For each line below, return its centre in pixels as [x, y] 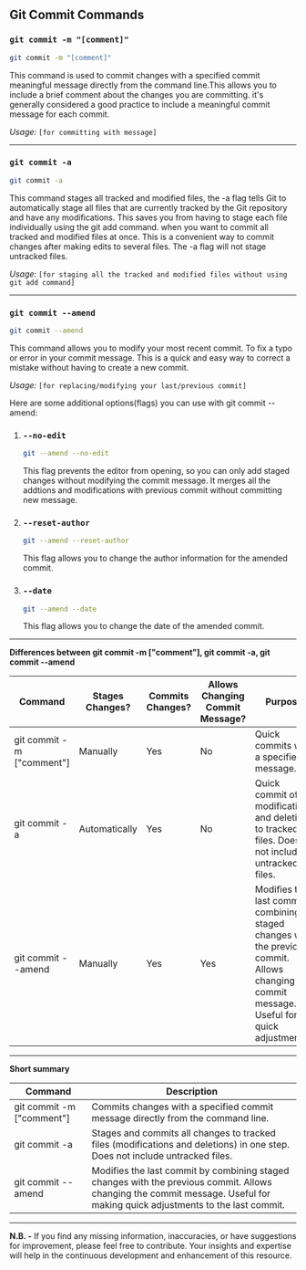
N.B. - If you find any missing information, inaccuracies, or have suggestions [153, 1236]
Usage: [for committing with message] [83, 131]
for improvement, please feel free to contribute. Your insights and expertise [150, 1246]
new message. [50, 500]
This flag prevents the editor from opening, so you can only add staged [156, 471]
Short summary [40, 1069]
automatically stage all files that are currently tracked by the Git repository [148, 207]
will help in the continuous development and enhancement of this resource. [151, 1255]
